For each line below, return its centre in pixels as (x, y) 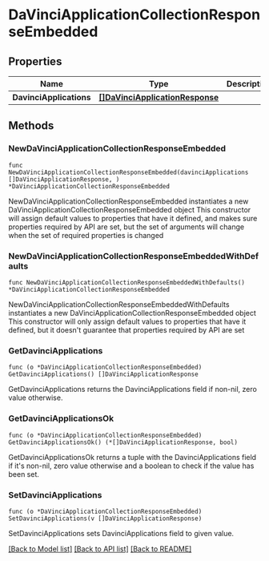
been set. (24, 474)
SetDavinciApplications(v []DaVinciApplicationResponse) (105, 519)
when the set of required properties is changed (86, 235)
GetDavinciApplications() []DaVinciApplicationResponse (103, 374)
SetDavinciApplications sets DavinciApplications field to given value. (121, 533)
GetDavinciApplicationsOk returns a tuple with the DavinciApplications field (132, 457)
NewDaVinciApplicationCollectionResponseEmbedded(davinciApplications (128, 172)
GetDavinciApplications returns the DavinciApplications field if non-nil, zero (133, 389)
